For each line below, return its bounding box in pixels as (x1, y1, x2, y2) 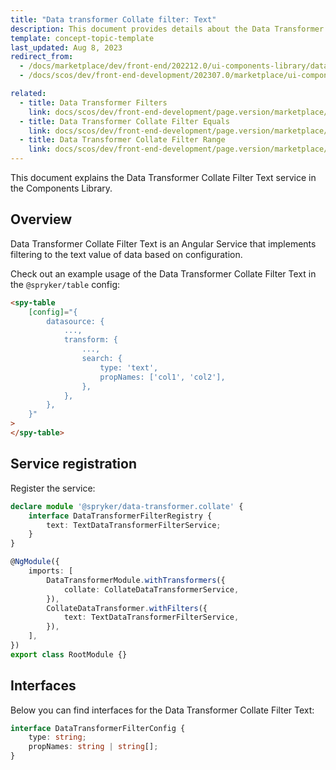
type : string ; (28, 732, 87, 743)
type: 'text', (99, 362, 159, 373)
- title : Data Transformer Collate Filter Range (19, 135, 226, 145)
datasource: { (46, 316, 105, 326)
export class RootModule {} (10, 649, 128, 660)
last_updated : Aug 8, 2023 (10, 42, 123, 53)
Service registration (10, 456, 138, 473)
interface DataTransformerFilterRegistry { (28, 511, 213, 521)
